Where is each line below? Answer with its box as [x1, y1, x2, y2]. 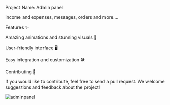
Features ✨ [5, 24, 29, 30]
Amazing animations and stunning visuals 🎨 [5, 34, 97, 40]
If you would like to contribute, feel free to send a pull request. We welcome [5, 79, 165, 85]
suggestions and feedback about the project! [5, 84, 100, 90]
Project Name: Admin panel [5, 5, 63, 10]
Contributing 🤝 [5, 69, 36, 75]
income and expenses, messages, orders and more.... [5, 14, 119, 20]
